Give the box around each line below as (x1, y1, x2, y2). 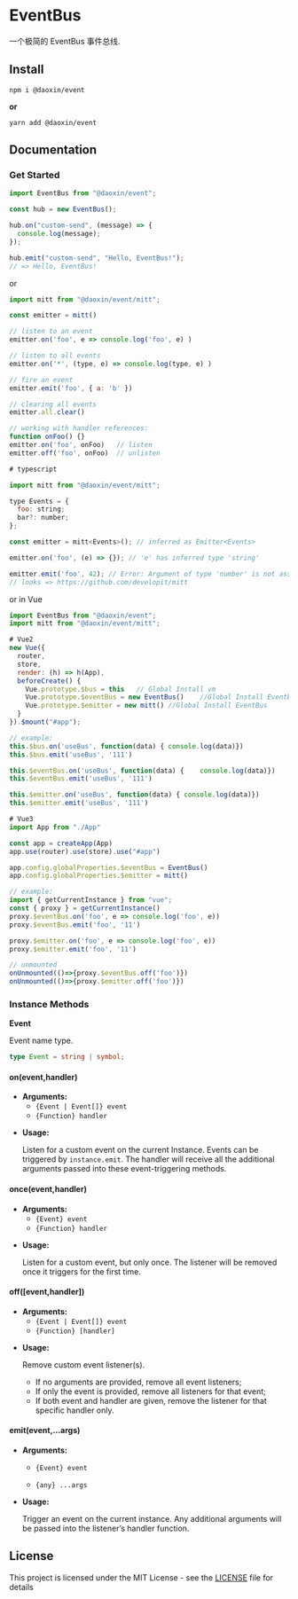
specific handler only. (35, 1405, 114, 1415)
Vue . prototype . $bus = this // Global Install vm (25, 685, 216, 694)
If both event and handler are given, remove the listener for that (35, 1395, 268, 1406)
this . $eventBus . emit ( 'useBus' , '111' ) (9, 774, 153, 783)
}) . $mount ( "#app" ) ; (9, 717, 82, 727)
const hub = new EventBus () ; (9, 205, 117, 214)
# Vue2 (9, 635, 34, 644)
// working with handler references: (9, 424, 149, 433)
